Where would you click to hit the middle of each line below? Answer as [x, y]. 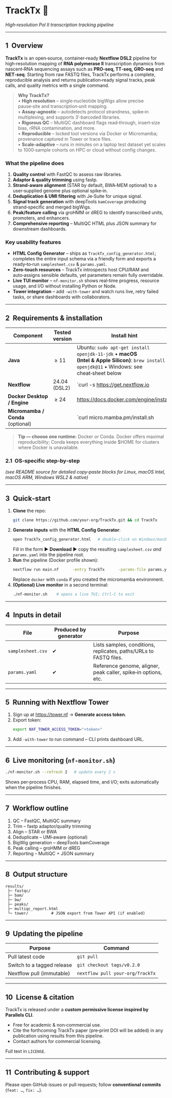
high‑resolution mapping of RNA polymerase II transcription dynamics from [85, 63]
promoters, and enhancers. [41, 218]
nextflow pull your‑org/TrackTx [116, 973]
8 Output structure [37, 874]
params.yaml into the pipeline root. [48, 555]
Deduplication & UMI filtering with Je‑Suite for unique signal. [77, 196]
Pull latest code [26, 957]
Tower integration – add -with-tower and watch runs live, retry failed [85, 292]
